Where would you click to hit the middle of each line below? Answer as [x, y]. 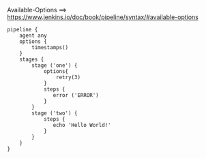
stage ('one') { [55, 66]
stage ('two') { [55, 113]
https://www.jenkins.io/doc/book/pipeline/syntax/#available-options [103, 17]
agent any [33, 35]
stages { [32, 59]
